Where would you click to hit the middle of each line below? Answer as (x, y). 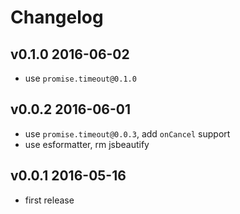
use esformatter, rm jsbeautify (87, 144)
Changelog (57, 17)
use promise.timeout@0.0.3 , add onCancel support (127, 133)
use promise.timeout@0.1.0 (80, 78)
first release (49, 200)
